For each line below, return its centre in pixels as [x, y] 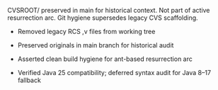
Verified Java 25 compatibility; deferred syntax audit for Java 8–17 [114, 73]
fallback [29, 80]
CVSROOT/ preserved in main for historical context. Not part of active [109, 10]
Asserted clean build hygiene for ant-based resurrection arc [105, 59]
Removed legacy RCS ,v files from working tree [86, 32]
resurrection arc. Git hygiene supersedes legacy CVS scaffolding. [103, 18]
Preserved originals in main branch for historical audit [96, 45]
